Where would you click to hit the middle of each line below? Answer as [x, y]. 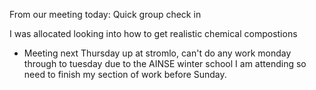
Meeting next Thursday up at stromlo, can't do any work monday [157, 53]
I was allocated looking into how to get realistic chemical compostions [153, 33]
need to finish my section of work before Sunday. [125, 74]
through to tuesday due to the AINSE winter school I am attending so [165, 63]
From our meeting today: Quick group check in [105, 14]
